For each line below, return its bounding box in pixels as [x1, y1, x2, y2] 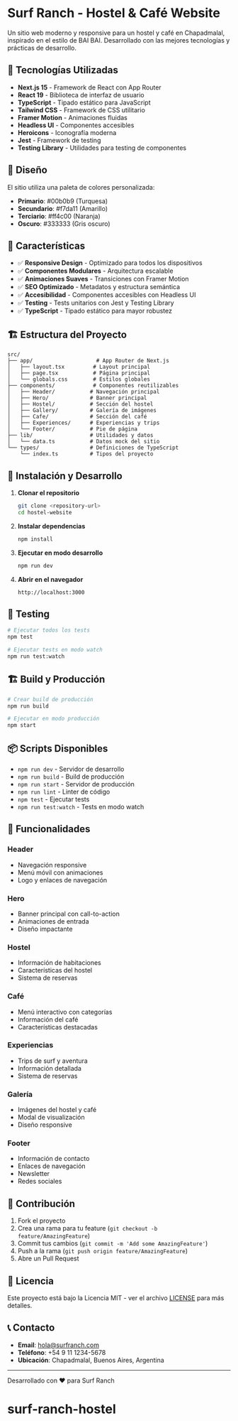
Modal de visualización [17, 1113, 85, 1122]
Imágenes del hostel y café [17, 1106, 97, 1114]
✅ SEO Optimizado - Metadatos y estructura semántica [17, 283, 181, 291]
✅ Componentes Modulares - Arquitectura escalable [17, 266, 174, 275]
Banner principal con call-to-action [17, 909, 120, 918]
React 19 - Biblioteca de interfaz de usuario [17, 90, 144, 99]
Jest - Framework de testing [17, 136, 101, 144]
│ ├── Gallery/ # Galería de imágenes [7, 407, 157, 414]
